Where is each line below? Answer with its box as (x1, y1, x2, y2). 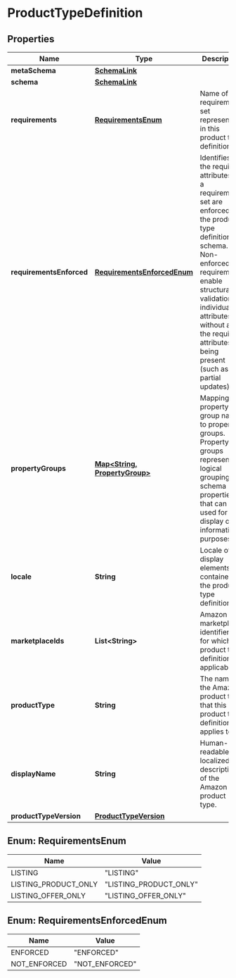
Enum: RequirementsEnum (7, 835, 126, 847)
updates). (199, 382, 232, 391)
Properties (7, 33, 55, 45)
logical (199, 463, 223, 473)
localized (199, 756, 230, 765)
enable (199, 276, 223, 286)
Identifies (199, 153, 231, 163)
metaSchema (11, 65, 56, 75)
